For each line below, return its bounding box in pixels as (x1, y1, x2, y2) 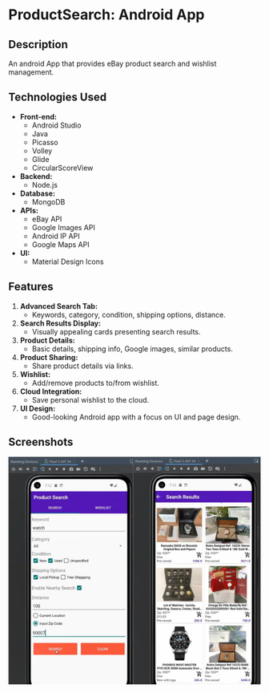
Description (8, 38, 68, 51)
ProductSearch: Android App (8, 6, 205, 24)
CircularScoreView (31, 163, 94, 172)
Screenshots (8, 436, 74, 449)
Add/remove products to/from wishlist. (31, 378, 160, 387)
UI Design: (19, 403, 56, 413)
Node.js (31, 180, 58, 189)
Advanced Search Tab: (19, 301, 98, 310)
